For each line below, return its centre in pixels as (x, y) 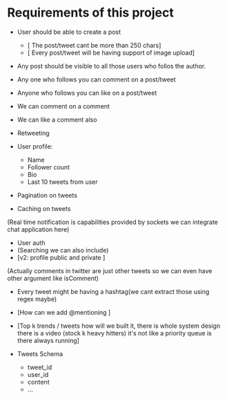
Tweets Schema (40, 353)
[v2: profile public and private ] (61, 257)
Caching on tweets (44, 208)
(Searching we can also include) (63, 250)
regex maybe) (37, 299)
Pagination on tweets (47, 195)
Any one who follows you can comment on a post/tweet (96, 79)
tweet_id (40, 367)
